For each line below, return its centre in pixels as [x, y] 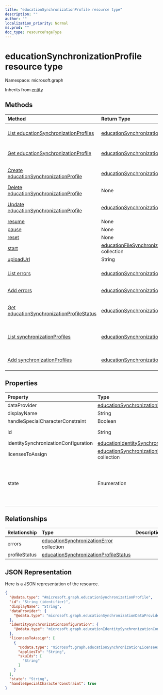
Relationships [26, 519]
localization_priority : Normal [37, 23]
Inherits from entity [24, 89]
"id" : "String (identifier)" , [40, 602]
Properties [21, 383]
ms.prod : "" [17, 28]
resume [16, 221]
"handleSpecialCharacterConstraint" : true [53, 683]
